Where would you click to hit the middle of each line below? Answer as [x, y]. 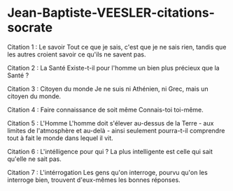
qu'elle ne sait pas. [34, 159]
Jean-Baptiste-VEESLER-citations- [111, 13]
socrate [30, 28]
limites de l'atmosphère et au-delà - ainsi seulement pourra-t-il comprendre [116, 130]
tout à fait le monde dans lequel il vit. [60, 138]
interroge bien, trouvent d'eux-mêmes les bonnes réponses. [94, 180]
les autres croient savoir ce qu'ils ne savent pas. [77, 54]
